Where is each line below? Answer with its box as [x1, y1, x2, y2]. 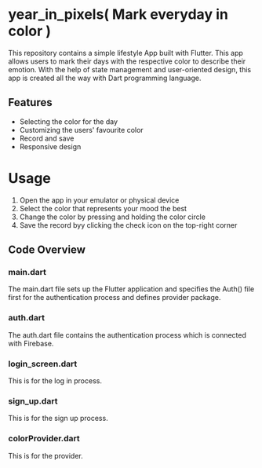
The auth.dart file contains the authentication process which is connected [8, 330, 247, 339]
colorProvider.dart [8, 433, 80, 444]
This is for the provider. [8, 451, 84, 460]
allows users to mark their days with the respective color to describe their [8, 57, 246, 66]
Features [8, 96, 53, 109]
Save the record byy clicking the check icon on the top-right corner [19, 220, 238, 229]
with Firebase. [8, 338, 54, 348]
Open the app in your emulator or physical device [19, 195, 180, 205]
